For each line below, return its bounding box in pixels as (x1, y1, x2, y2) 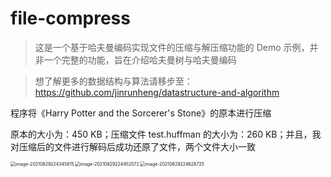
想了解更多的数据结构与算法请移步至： (34, 75, 193, 87)
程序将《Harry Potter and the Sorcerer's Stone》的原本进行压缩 (10, 107, 272, 119)
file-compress (10, 7, 131, 30)
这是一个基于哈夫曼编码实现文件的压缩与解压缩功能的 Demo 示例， (34, 41, 310, 53)
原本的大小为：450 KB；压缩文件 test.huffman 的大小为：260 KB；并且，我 (10, 128, 322, 140)
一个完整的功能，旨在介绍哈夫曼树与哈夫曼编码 (43, 53, 237, 66)
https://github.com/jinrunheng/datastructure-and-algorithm (34, 86, 280, 98)
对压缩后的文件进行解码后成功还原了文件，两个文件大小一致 (10, 140, 256, 152)
